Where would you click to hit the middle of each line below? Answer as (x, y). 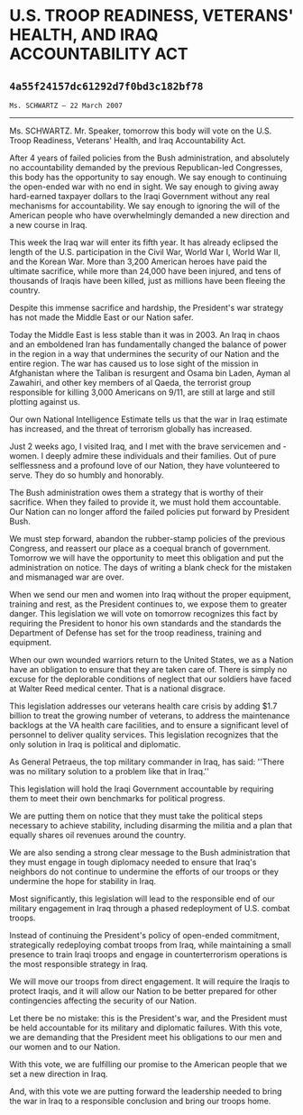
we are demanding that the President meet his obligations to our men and (146, 1037)
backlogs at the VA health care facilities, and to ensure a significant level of (149, 725)
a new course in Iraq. (48, 225)
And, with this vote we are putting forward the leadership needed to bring (146, 1091)
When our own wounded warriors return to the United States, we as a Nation (151, 660)
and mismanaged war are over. (67, 577)
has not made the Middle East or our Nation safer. (101, 317)
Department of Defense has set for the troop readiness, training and (135, 633)
